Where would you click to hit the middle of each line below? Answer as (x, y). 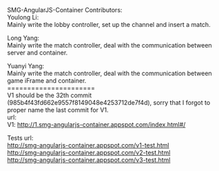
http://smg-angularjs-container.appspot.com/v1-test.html (88, 145)
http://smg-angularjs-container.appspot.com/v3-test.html (89, 160)
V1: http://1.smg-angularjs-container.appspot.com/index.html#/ (96, 124)
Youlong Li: (23, 17)
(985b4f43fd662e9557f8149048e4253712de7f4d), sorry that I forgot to (109, 102)
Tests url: (20, 138)
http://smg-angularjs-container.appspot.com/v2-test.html (89, 152)
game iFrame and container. (47, 81)
